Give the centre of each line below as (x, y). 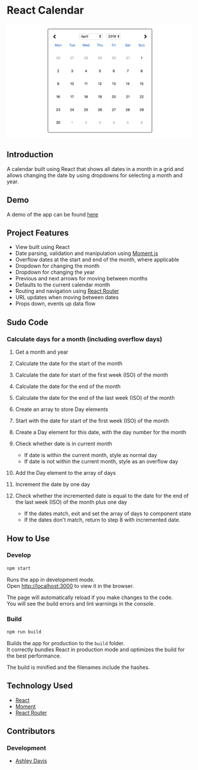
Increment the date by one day (53, 484)
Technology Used (40, 686)
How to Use (28, 538)
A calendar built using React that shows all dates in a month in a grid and (95, 169)
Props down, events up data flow (56, 304)
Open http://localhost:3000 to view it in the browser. (70, 585)
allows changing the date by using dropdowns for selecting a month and (95, 175)
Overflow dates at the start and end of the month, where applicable (97, 260)
